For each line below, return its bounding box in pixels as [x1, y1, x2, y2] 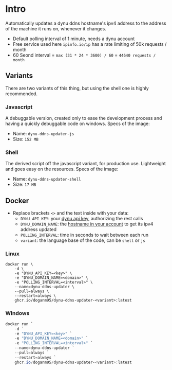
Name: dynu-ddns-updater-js [12, 131, 74, 137]
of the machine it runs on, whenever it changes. [5, 25, 106, 31]
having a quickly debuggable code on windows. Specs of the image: [5, 120, 150, 127]
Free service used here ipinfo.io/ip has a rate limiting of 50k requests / [12, 41, 167, 47]
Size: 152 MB [12, 136, 39, 142]
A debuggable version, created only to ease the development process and [5, 115, 162, 121]
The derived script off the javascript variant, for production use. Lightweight [5, 161, 166, 167]
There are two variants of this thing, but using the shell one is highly [5, 85, 149, 91]
